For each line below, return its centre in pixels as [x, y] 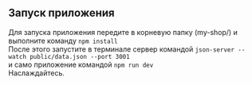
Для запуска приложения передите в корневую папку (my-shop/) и [123, 32]
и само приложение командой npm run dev [81, 64]
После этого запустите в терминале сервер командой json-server [122, 49]
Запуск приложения [61, 13]
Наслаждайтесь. [37, 73]
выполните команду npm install [63, 41]
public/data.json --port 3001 [79, 56]
